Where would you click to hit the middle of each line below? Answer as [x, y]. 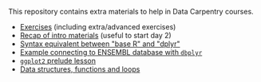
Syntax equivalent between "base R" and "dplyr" [100, 44]
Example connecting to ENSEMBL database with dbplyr [111, 52]
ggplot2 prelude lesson [57, 61]
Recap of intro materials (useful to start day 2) [95, 35]
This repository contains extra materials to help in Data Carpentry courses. [131, 12]
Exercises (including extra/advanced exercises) [98, 27]
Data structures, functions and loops [80, 69]
